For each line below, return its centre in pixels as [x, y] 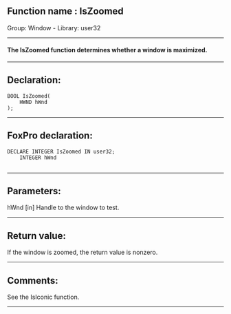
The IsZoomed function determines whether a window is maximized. [107, 50]
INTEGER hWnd [38, 158]
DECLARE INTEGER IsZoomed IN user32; [61, 151]
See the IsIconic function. [43, 297]
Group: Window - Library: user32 [54, 28]
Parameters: [34, 191]
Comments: [33, 281]
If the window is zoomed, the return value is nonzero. [82, 252]
